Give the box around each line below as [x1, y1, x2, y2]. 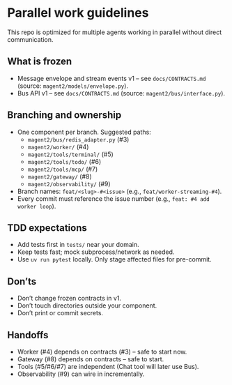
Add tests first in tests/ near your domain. [17, 241, 139, 249]
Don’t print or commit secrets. [17, 309, 103, 317]
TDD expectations [7, 222, 87, 234]
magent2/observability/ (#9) [27, 179, 111, 188]
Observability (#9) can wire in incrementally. [17, 370, 145, 378]
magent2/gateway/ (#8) [27, 172, 92, 181]
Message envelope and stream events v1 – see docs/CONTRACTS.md [17, 74, 206, 82]
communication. [7, 35, 54, 43]
